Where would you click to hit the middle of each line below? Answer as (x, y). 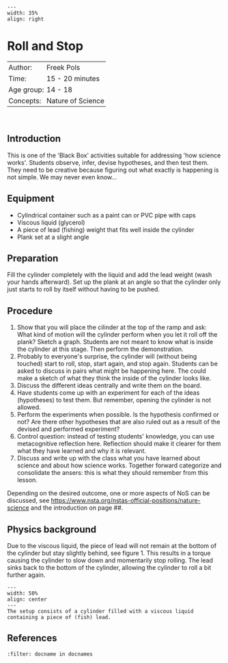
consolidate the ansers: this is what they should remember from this (112, 473)
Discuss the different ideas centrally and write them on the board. (109, 386)
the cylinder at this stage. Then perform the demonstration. (100, 349)
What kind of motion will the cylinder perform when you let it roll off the (117, 335)
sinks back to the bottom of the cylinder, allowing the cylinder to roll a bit (109, 568)
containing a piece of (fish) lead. (59, 617)
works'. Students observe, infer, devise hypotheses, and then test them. (108, 162)
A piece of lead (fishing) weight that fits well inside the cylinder (105, 229)
